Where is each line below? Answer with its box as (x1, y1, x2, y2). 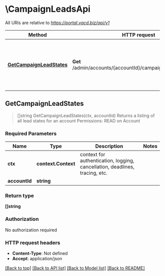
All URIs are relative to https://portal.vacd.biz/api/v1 (5, 20, 110, 26)
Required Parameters (5, 130, 57, 137)
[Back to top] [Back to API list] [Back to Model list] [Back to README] (5, 265, 145, 271)
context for (80, 151, 106, 158)
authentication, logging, (80, 157, 135, 164)
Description (95, 143, 124, 150)
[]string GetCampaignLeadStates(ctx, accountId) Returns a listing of (17, 112, 155, 119)
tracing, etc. (80, 170, 108, 177)
